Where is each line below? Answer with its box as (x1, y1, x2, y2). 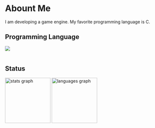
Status (5, 65, 26, 73)
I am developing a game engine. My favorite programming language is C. (5, 19, 150, 25)
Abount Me (5, 3, 51, 14)
